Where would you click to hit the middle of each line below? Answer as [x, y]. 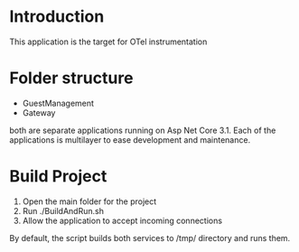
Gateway [39, 112]
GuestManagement [58, 103]
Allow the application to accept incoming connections [122, 220]
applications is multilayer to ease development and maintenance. [130, 140]
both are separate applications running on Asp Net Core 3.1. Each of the [143, 130]
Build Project [58, 177]
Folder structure [71, 78]
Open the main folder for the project [89, 201]
